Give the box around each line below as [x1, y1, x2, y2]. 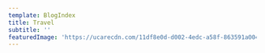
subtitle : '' [8, 26, 51, 34]
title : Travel [8, 19, 55, 26]
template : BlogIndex [8, 11, 77, 19]
